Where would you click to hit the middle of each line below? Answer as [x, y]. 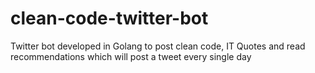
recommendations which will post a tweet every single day [131, 56]
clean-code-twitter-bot [109, 18]
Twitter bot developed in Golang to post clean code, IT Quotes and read [158, 46]
